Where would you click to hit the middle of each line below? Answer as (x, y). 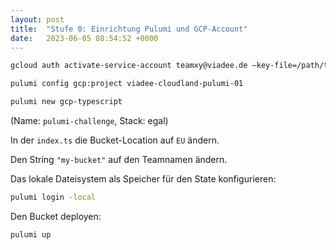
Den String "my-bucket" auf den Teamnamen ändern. (119, 159)
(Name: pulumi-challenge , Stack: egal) (89, 120)
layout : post (37, 19)
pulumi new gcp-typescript (66, 102)
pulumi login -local (53, 197)
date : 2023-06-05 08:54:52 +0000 (84, 38)
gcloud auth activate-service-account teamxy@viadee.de (129, 66)
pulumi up (31, 234)
